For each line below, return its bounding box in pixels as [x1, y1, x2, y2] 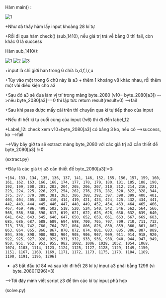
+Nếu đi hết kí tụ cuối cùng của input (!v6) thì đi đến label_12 [5, 117, 129, 123]
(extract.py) [5, 156, 29, 162]
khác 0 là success [5, 38, 42, 44]
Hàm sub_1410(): [5, 48, 39, 54]
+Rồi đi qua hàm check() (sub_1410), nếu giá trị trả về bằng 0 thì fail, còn [5, 33, 153, 39]
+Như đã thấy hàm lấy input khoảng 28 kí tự [5, 23, 95, 29]
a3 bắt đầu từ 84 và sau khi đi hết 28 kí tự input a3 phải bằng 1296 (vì [12, 263, 155, 269]
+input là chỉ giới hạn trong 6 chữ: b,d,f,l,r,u [5, 67, 93, 73]
